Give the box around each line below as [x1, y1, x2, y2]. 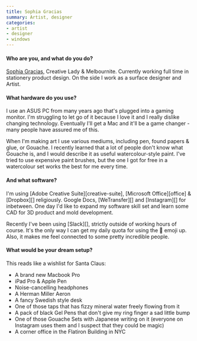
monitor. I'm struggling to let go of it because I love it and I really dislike [6, 113, 180, 121]
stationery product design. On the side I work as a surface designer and [6, 74, 182, 81]
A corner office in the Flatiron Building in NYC [14, 328, 126, 335]
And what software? [6, 176, 57, 184]
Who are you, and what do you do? [6, 55, 93, 62]
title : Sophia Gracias [6, 8, 62, 15]
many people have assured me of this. [6, 126, 99, 134]
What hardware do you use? [6, 94, 77, 101]
